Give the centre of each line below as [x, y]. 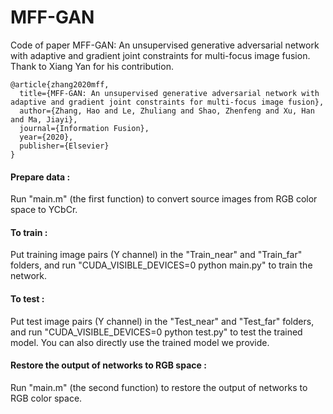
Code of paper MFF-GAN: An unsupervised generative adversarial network [165, 45]
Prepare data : [40, 177]
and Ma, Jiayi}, [44, 119]
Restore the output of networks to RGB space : [108, 365]
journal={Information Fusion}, [84, 128]
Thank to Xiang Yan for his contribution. [92, 66]
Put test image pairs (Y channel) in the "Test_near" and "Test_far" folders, [162, 321]
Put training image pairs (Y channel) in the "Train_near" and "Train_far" [156, 255]
